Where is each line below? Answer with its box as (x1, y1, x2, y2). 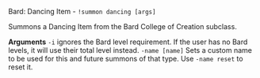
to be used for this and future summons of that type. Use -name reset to (8, 54, 243, 63)
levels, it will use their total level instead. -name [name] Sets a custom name (8, 46, 252, 54)
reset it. (8, 62, 33, 72)
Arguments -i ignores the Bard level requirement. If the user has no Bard (8, 37, 248, 46)
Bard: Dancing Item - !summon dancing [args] (8, 7, 156, 16)
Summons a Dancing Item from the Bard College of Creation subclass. (8, 22, 238, 31)
